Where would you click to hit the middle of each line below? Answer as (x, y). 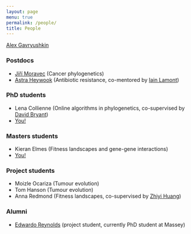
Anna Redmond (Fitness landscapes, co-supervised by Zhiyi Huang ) (98, 196)
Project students (30, 171)
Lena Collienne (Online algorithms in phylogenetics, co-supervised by (100, 108)
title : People (24, 28)
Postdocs (20, 61)
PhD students (26, 95)
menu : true (20, 17)
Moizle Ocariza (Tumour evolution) (57, 184)
